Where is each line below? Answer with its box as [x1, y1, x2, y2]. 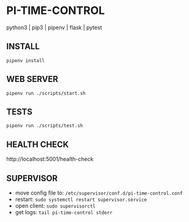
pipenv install [6, 57, 45, 64]
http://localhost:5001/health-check [6, 156, 94, 163]
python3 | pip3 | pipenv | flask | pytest [6, 24, 102, 31]
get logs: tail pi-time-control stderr [15, 209, 113, 216]
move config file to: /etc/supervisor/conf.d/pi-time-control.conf [15, 189, 183, 196]
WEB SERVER [6, 74, 59, 85]
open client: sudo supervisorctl [15, 202, 96, 209]
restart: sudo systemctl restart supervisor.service [15, 196, 148, 203]
